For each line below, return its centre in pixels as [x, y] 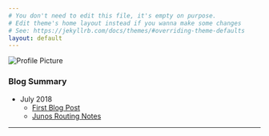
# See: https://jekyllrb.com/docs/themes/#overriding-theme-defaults [127, 30]
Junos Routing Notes [66, 116]
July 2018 [36, 99]
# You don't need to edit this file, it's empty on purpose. [112, 16]
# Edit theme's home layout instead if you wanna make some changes [125, 23]
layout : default [35, 38]
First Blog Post [56, 107]
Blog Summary [38, 82]
